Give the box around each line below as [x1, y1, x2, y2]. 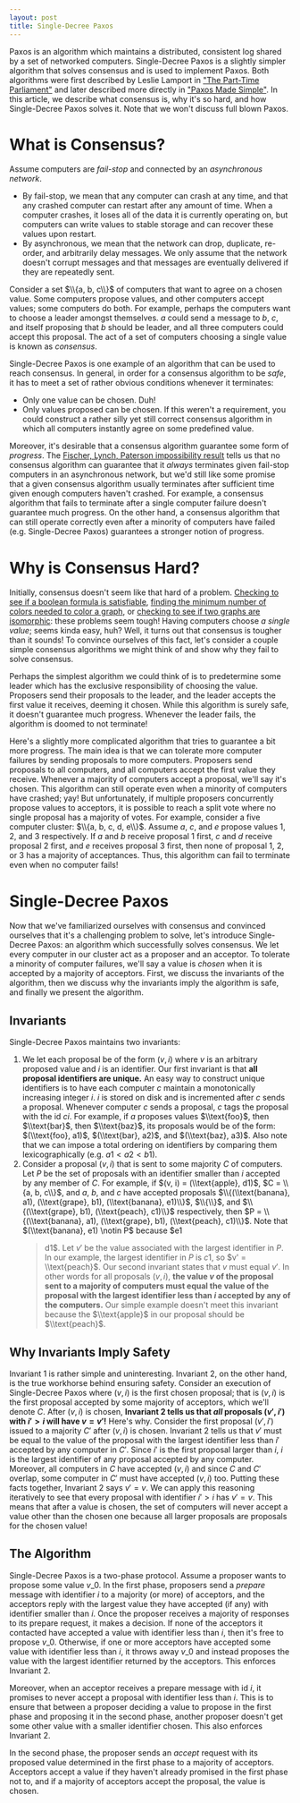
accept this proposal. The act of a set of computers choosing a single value [9, 332, 287, 343]
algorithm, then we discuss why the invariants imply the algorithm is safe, [9, 977, 279, 989]
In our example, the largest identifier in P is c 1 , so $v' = [44, 1252, 247, 1263]
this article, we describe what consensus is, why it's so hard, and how [9, 93, 267, 104]
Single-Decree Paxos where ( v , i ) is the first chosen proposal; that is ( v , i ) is [9, 1387, 286, 1398]
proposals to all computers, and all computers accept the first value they [9, 764, 276, 775]
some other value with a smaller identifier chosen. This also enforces [9, 1720, 263, 1731]
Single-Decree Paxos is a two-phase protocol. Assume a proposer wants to [9, 1569, 287, 1580]
